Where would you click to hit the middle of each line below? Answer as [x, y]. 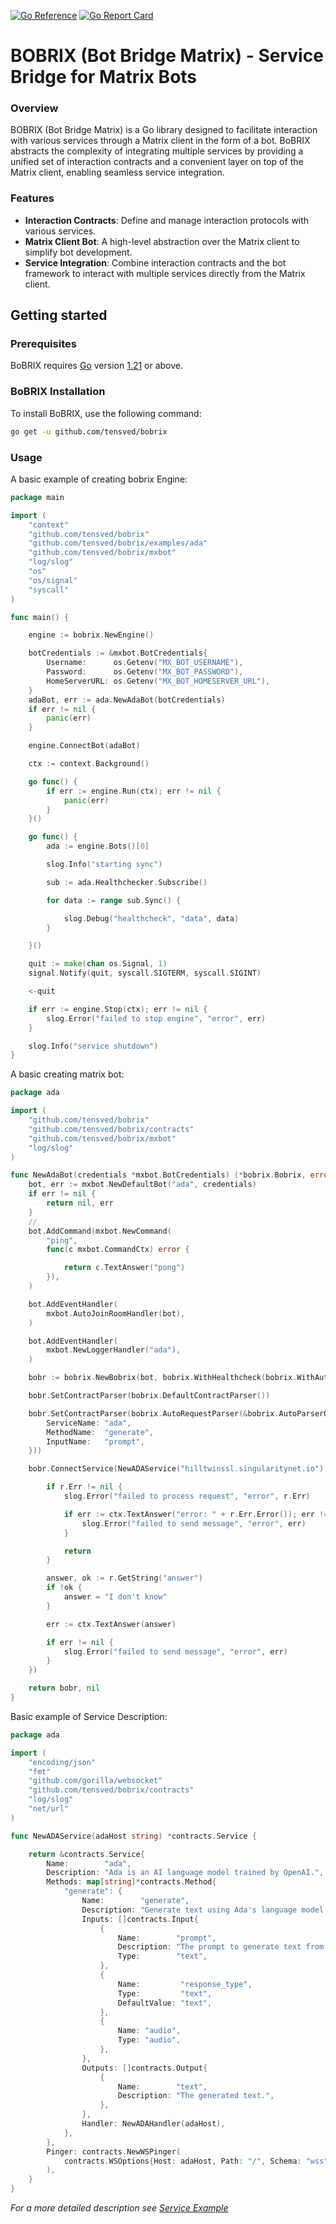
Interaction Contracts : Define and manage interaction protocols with [167, 220]
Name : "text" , [162, 2086]
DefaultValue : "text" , [165, 2003]
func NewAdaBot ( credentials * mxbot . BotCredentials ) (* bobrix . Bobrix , [158, 1175]
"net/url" [49, 1809]
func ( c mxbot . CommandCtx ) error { [118, 1250]
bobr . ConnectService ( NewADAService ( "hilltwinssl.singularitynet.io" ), [178, 1469]
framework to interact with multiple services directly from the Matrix [165, 273]
